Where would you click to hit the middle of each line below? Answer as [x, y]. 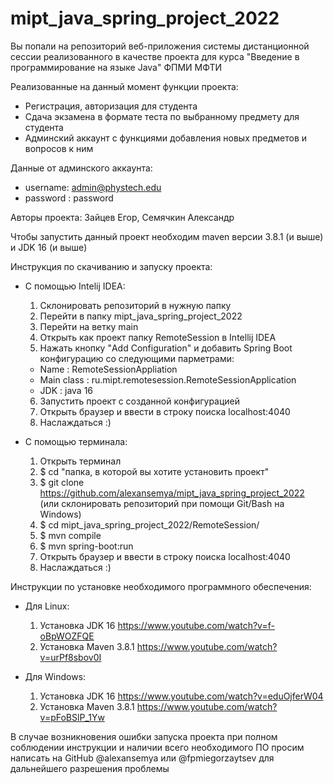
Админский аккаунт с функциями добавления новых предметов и [166, 138]
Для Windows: [55, 676]
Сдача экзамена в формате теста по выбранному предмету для [162, 116]
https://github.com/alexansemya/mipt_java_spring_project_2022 [172, 493]
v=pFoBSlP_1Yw [72, 717]
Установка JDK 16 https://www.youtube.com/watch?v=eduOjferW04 [181, 696]
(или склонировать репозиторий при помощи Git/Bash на [162, 503]
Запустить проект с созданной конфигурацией [140, 401]
